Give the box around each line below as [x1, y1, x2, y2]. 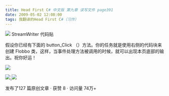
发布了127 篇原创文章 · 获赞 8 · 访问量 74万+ [5, 85, 97, 91]
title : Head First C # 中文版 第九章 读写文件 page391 [5, 7, 113, 13]
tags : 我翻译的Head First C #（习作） [5, 17, 79, 22]
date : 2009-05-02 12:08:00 [5, 12, 62, 17]
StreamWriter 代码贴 [11, 31, 54, 37]
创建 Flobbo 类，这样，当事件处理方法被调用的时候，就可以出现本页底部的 [5, 49, 160, 55]
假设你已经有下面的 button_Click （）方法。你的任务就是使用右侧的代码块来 [5, 42, 162, 48]
